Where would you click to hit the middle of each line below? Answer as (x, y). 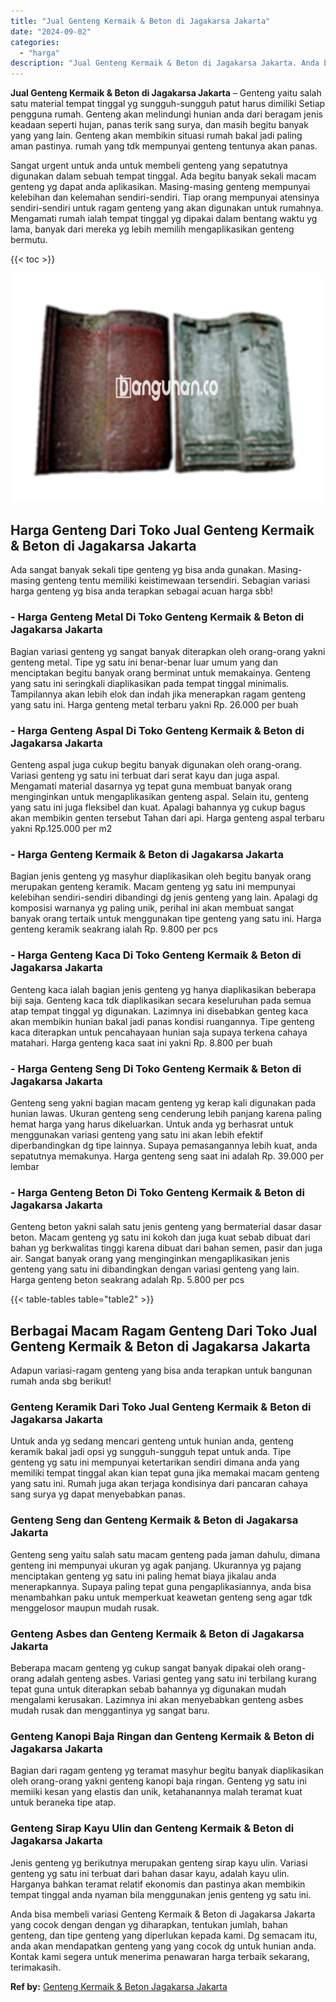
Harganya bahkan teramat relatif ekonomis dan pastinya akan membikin (158, 1884)
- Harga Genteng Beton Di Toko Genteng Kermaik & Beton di (157, 1192)
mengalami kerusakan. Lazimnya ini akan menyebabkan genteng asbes (157, 1699)
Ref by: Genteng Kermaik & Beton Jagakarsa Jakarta (119, 1986)
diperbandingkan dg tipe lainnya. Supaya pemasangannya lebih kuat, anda (164, 1145)
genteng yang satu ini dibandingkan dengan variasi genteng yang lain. (155, 1269)
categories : (35, 42)
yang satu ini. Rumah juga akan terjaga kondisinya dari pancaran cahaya (159, 1484)
